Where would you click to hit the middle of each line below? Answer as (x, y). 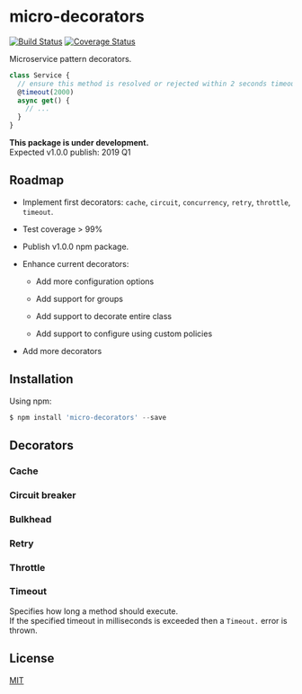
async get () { (44, 101)
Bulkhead (31, 519)
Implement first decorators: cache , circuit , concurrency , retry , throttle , (156, 202)
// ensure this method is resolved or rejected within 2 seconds (142, 84)
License (32, 658)
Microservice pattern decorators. (71, 58)
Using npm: (31, 401)
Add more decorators (62, 351)
